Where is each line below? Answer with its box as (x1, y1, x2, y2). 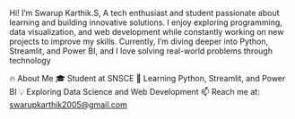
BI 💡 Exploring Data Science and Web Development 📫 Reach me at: (9, 87, 260, 97)
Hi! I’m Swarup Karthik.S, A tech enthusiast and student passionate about (9, 8, 280, 18)
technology (9, 55, 51, 65)
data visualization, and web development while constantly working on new (9, 27, 284, 37)
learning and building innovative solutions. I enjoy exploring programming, (9, 17, 282, 28)
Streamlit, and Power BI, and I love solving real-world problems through (9, 46, 273, 56)
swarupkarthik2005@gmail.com (9, 99, 128, 110)
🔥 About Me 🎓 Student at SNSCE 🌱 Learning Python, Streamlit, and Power (9, 73, 286, 83)
